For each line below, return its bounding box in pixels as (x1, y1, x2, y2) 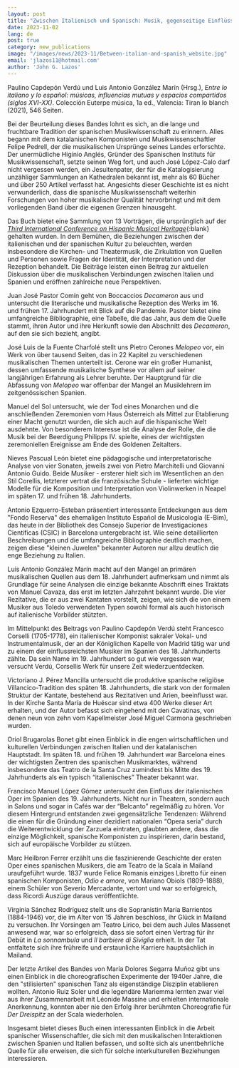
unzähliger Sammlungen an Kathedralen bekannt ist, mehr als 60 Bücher (7, 173, 221, 181)
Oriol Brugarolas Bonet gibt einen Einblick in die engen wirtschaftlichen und (7, 735, 229, 744)
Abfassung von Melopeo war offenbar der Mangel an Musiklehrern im (7, 381, 211, 389)
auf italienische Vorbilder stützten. (7, 610, 108, 619)
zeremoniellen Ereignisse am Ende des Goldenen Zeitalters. (7, 440, 182, 448)
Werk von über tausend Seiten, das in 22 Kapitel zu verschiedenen (7, 350, 203, 359)
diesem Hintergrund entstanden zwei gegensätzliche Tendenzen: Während (7, 809, 226, 818)
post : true (7, 37, 40, 44)
